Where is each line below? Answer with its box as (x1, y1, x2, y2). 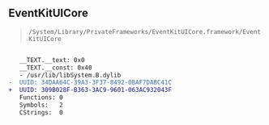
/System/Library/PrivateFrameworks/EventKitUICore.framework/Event (28, 27, 261, 35)
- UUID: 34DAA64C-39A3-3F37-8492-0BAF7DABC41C (8, 78, 173, 87)
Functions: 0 (19, 94, 63, 102)
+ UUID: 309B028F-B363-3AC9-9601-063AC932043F (8, 86, 173, 94)
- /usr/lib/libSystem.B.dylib (19, 71, 122, 79)
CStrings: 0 (19, 108, 63, 116)
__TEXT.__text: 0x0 (19, 56, 85, 64)
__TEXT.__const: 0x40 (19, 64, 92, 72)
